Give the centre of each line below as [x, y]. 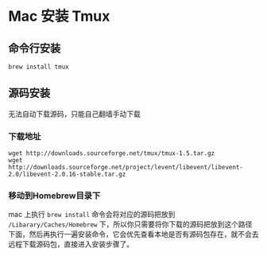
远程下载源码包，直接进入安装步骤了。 [71, 244]
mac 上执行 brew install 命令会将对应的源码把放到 [92, 215]
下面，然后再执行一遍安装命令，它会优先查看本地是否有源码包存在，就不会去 [133, 235]
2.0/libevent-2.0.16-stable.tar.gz [67, 175]
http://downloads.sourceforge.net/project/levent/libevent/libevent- [126, 168]
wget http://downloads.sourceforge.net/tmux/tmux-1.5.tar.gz [112, 153]
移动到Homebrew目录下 [54, 196]
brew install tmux [39, 67]
